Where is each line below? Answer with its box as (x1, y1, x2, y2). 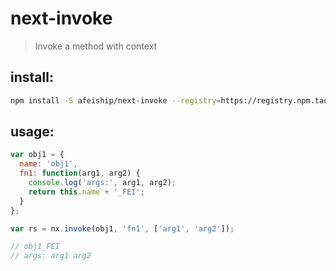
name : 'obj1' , (19, 159, 78, 169)
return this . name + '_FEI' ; (28, 187, 145, 197)
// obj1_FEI (10, 242, 60, 252)
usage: (10, 123, 55, 141)
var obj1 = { (10, 150, 65, 160)
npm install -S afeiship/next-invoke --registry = (10, 95, 222, 106)
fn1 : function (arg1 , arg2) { (19, 168, 141, 179)
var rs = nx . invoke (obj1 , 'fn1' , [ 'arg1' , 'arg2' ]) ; (10, 223, 235, 234)
